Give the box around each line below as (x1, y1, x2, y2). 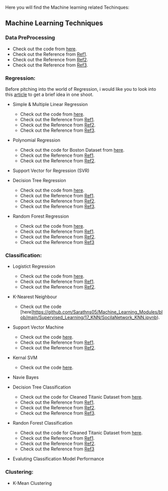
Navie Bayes (12, 374, 39, 380)
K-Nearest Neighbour (12, 294, 57, 300)
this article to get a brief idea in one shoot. (5, 91, 94, 97)
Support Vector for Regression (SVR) (12, 167, 90, 173)
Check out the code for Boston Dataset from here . (20, 147, 125, 153)
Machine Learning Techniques (5, 19, 103, 27)
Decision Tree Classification (12, 384, 71, 390)
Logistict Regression (12, 263, 56, 269)
